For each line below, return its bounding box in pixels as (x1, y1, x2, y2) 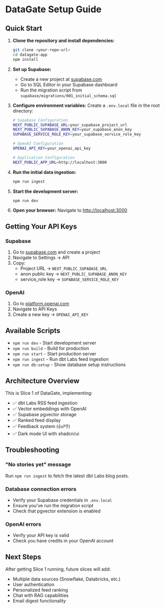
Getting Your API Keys (5, 222, 77, 231)
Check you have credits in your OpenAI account (12, 538, 114, 544)
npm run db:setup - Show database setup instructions (12, 362, 126, 368)
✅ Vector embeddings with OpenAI (12, 405, 87, 412)
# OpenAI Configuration (12, 141, 64, 146)
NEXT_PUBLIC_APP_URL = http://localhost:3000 (12, 160, 107, 165)
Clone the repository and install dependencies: (12, 37, 115, 43)
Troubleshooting (5, 446, 60, 455)
